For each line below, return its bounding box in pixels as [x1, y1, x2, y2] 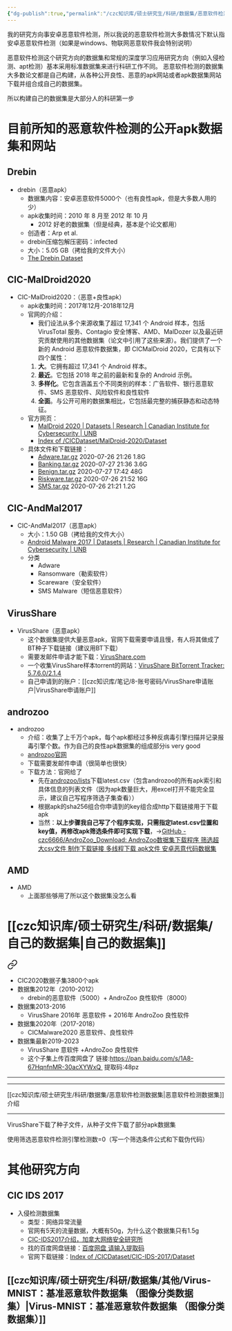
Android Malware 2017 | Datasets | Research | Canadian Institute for [27, 538, 221, 546]
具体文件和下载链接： [27, 445, 88, 454]
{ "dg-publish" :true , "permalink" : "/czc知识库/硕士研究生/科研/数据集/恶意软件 [7, 10, 219, 17]
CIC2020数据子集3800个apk [17, 976, 99, 984]
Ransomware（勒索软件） [37, 569, 112, 578]
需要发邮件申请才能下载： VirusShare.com [27, 652, 146, 661]
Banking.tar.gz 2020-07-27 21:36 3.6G [37, 460, 148, 468]
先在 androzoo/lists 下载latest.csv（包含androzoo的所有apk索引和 [37, 776, 222, 785]
